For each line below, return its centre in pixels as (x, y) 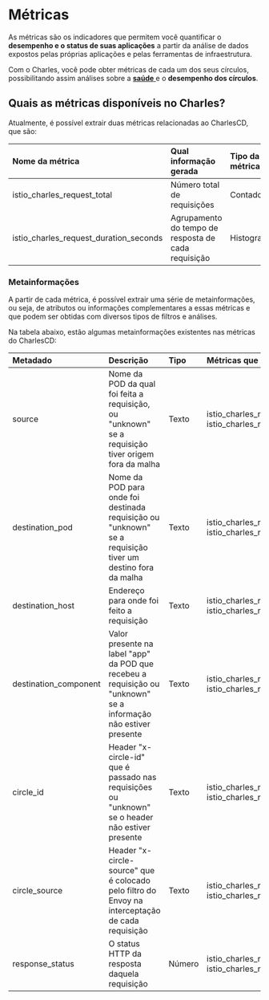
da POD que (131, 664)
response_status (43, 964)
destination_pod (43, 527)
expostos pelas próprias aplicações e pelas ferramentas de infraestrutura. (130, 54)
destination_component (57, 684)
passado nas (132, 778)
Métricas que (233, 360)
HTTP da (125, 954)
